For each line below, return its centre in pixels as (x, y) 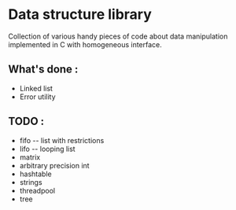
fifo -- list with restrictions (62, 140)
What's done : (43, 70)
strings (31, 182)
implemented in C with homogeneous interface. (85, 44)
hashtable (36, 174)
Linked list (36, 88)
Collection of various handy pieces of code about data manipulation (118, 36)
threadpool (37, 190)
